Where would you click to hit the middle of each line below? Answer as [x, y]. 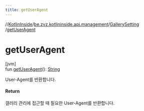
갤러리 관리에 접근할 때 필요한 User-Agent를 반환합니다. [60, 103]
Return [13, 91]
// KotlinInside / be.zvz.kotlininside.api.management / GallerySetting [72, 24]
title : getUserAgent [27, 10]
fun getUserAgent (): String [33, 69]
